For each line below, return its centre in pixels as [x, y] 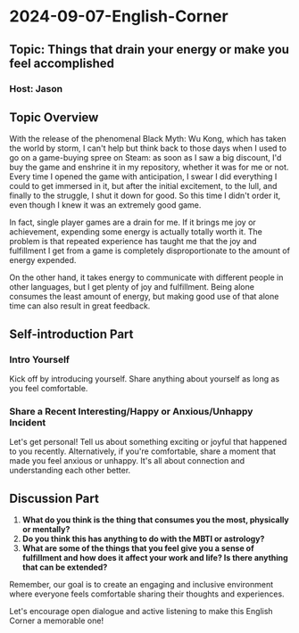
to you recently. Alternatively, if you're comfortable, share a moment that [143, 451]
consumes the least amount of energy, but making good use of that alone [144, 297]
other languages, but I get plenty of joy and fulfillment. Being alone [132, 287]
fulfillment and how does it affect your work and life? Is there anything [155, 558]
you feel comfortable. [49, 388]
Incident [28, 423]
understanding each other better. [70, 471]
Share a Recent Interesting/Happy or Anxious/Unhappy [131, 411]
